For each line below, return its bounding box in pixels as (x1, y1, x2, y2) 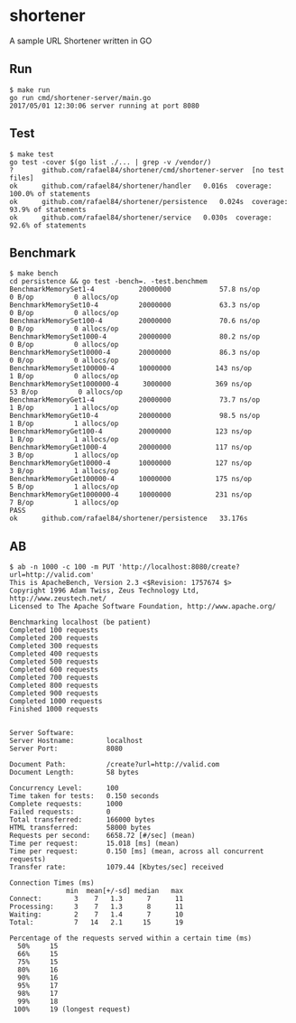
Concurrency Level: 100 (9, 784, 119, 793)
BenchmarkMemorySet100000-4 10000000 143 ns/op (9, 364, 253, 373)
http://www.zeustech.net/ (9, 594, 106, 603)
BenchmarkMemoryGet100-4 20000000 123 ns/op (9, 427, 253, 436)
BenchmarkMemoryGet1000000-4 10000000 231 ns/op (9, 490, 253, 499)
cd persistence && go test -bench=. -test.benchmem (9, 277, 208, 286)
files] (9, 173, 34, 182)
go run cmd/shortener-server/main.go (9, 93, 152, 102)
